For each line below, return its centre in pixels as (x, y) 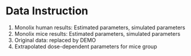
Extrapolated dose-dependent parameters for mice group (86, 46)
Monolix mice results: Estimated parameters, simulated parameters (97, 33)
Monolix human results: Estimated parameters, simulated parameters (100, 27)
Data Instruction (47, 11)
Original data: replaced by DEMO (55, 40)
